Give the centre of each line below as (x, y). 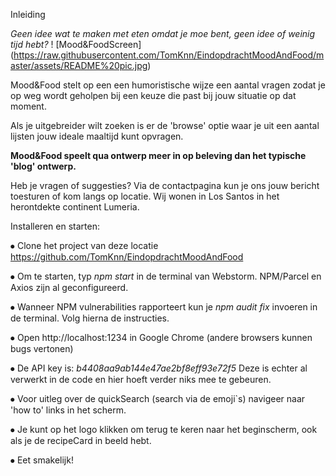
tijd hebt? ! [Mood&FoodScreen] (76, 44)
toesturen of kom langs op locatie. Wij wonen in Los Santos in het (145, 196)
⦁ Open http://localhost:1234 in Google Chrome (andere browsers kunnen (161, 337)
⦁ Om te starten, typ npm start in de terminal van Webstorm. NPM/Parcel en (166, 276)
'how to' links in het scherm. (68, 410)
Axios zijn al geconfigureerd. (69, 287)
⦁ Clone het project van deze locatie (84, 245)
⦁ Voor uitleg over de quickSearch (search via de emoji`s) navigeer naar (158, 398)
